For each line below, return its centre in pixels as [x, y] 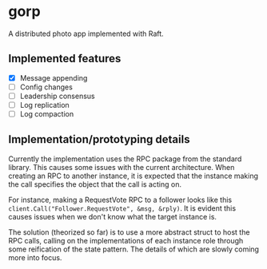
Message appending [54, 77]
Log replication [44, 105]
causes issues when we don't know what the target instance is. [113, 216]
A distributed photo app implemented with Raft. [86, 34]
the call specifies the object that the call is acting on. [95, 184]
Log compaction [47, 114]
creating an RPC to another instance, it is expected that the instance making [133, 176]
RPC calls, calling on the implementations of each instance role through [126, 240]
